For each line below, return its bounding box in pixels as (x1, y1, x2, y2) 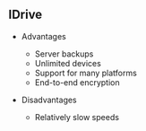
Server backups (34, 48, 94, 59)
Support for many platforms (34, 67, 138, 78)
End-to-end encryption (34, 76, 120, 88)
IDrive (8, 7, 43, 22)
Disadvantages (21, 94, 77, 105)
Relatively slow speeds (34, 111, 120, 122)
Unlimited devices (34, 57, 102, 68)
